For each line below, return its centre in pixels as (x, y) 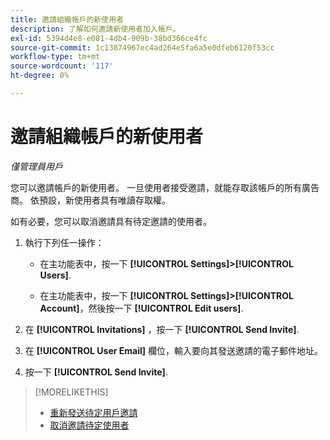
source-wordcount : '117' (62, 66)
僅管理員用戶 (36, 166)
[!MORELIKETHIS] (71, 392)
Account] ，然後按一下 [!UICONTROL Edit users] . (141, 308)
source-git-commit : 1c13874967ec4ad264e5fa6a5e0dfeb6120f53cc (142, 47)
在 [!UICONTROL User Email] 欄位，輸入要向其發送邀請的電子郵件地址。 (173, 350)
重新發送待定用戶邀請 (93, 412)
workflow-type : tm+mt (55, 57)
